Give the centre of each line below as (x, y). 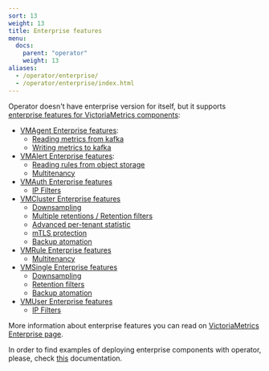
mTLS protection (59, 233)
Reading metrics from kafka (78, 138)
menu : (17, 38)
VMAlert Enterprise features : (67, 156)
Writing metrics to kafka (71, 147)
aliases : (23, 68)
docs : (25, 46)
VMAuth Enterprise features (66, 181)
